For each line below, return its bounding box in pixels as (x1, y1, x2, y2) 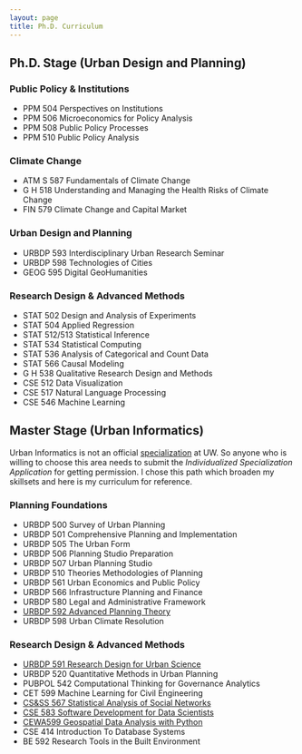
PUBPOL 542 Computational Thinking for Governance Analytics (22, 678, 260, 690)
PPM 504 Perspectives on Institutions (22, 103, 163, 114)
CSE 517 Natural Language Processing (22, 387, 166, 398)
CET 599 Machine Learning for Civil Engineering (22, 688, 204, 699)
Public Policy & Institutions (9, 83, 130, 95)
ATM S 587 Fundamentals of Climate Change (22, 175, 190, 186)
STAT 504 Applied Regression (22, 319, 134, 331)
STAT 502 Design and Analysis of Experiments (22, 310, 197, 321)
